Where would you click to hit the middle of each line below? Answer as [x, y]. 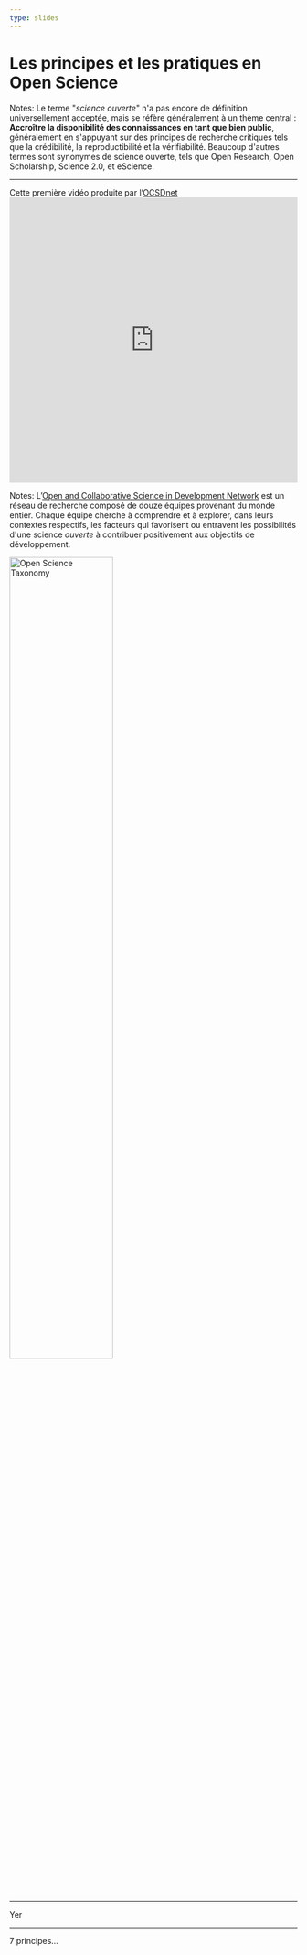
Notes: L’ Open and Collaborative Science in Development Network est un [147, 495]
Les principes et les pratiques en [136, 63]
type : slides [34, 18]
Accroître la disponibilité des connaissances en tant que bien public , [142, 127]
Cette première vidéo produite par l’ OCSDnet [94, 192]
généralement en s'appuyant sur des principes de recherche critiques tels [149, 137]
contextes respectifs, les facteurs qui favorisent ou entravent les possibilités [153, 524]
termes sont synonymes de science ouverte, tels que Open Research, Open [152, 156]
